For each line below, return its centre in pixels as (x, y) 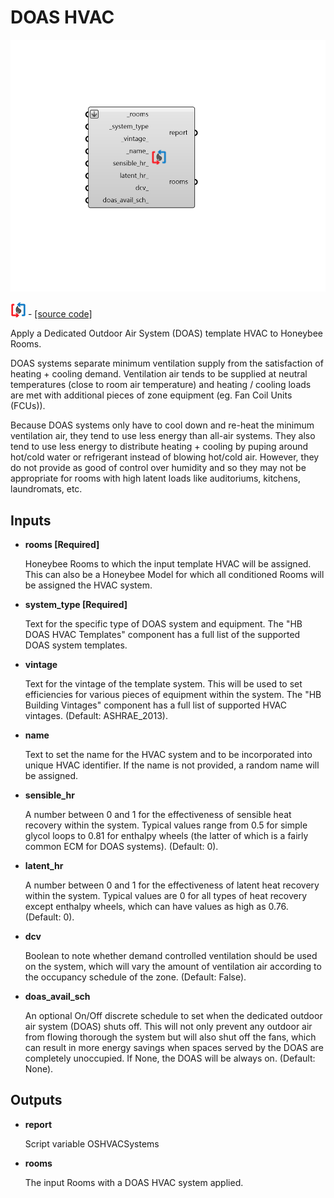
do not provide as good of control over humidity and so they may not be (158, 468)
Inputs (31, 520)
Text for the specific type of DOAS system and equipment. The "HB (163, 623)
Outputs (36, 1100)
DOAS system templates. (76, 645)
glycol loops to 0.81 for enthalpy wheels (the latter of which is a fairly (166, 835)
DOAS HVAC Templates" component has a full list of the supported (162, 634)
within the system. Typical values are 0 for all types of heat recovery (166, 895)
